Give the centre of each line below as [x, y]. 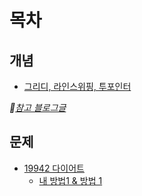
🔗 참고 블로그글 [38, 107]
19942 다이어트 [54, 168]
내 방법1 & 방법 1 [70, 180]
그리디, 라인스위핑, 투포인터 [77, 86]
